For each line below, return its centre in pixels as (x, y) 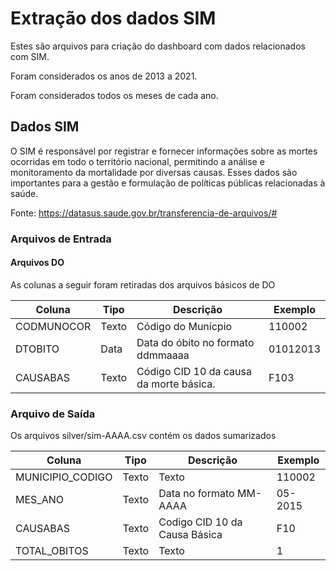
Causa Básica (190, 535)
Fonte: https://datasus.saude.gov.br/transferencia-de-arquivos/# (144, 213)
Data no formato (196, 494)
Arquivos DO (37, 263)
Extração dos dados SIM (113, 18)
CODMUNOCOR (53, 326)
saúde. (24, 193)
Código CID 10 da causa (194, 371)
